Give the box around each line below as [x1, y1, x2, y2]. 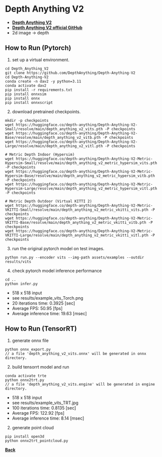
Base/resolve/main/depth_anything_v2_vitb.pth [5, 135, 101, 140]
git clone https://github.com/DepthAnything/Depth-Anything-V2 [5, 70, 136, 75]
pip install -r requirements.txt [5, 87, 73, 92]
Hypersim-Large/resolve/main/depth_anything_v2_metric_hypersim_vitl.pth [5, 186, 158, 191]
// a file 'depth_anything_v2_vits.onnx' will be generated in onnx [5, 351, 146, 356]
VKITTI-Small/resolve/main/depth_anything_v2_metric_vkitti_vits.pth [5, 207, 149, 212]
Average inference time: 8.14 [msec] [12, 415, 84, 421]
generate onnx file [12, 338, 49, 343]
